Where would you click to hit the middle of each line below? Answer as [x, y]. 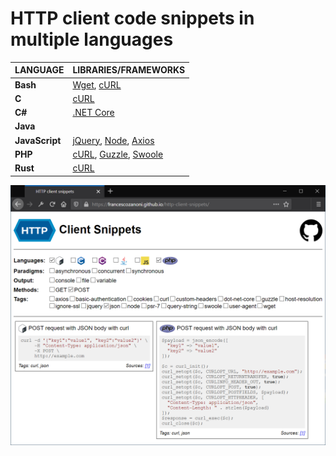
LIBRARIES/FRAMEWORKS [129, 70]
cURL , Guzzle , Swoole [118, 154]
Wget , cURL [97, 84]
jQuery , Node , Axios [113, 140]
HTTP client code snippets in [132, 18]
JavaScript [38, 140]
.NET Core [93, 113]
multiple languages [92, 39]
